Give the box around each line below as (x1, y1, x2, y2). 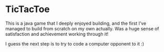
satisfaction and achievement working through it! (5, 31, 109, 37)
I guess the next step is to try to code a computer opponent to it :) (5, 40, 145, 46)
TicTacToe (5, 4, 50, 15)
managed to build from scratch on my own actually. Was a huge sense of (5, 25, 159, 31)
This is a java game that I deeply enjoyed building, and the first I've (5, 20, 147, 26)
